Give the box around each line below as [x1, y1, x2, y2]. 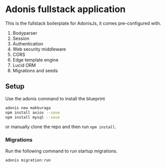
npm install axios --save [5, 110, 60, 115]
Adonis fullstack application [5, 4, 126, 15]
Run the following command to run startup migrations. [5, 148, 118, 154]
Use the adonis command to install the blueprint [5, 95, 105, 101]
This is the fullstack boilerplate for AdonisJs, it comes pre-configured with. [5, 20, 161, 26]
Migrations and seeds [12, 67, 58, 74]
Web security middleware [12, 46, 66, 52]
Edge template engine [12, 57, 59, 63]
